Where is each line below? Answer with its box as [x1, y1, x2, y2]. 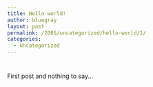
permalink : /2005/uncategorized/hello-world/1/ [7, 29, 147, 37]
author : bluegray [7, 17, 57, 23]
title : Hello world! [7, 10, 67, 17]
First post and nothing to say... [7, 72, 94, 80]
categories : [7, 36, 41, 43]
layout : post [7, 23, 45, 30]
